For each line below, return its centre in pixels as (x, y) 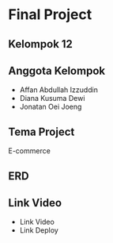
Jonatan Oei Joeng (51, 107)
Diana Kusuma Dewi (52, 98)
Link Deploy (39, 230)
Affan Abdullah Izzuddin (59, 90)
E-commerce (30, 151)
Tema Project (41, 131)
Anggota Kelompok (56, 70)
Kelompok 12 (41, 44)
